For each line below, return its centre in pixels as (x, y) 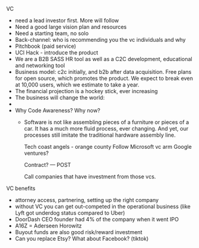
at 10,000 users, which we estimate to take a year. (77, 85)
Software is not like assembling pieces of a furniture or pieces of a (106, 122)
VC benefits (21, 188)
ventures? (36, 153)
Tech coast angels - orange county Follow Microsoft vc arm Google (108, 147)
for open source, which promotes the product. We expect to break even (104, 78)
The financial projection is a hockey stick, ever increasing (86, 91)
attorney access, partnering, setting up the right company (87, 200)
